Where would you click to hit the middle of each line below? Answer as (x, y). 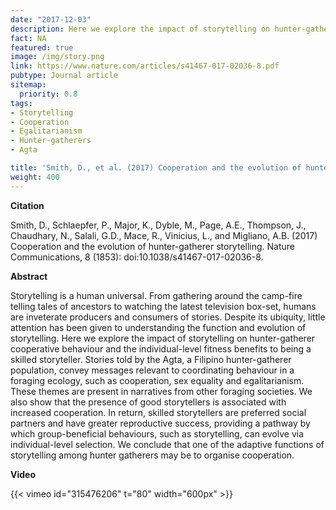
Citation (27, 205)
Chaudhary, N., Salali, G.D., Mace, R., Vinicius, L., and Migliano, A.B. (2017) (164, 235)
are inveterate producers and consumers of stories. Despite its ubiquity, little (168, 317)
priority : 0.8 (48, 94)
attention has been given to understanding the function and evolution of (158, 327)
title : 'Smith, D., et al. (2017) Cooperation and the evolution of (156, 168)
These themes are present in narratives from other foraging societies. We (161, 391)
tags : (21, 103)
